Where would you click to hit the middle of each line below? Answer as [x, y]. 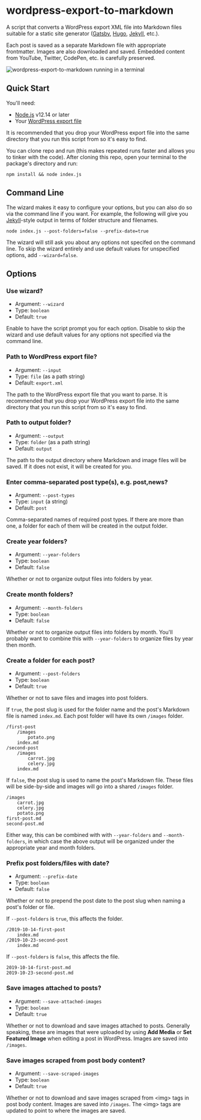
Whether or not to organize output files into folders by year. [79, 579]
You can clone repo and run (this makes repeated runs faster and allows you [100, 150]
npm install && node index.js [44, 174]
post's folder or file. [31, 907]
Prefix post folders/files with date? [58, 863]
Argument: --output [39, 436]
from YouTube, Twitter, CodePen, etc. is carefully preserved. [81, 58]
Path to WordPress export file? [52, 357]
